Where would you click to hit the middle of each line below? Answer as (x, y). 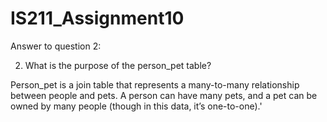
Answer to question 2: (56, 46)
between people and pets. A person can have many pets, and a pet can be (164, 95)
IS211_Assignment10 (97, 18)
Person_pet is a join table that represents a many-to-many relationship (155, 84)
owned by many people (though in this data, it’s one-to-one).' (136, 106)
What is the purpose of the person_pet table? (118, 65)
